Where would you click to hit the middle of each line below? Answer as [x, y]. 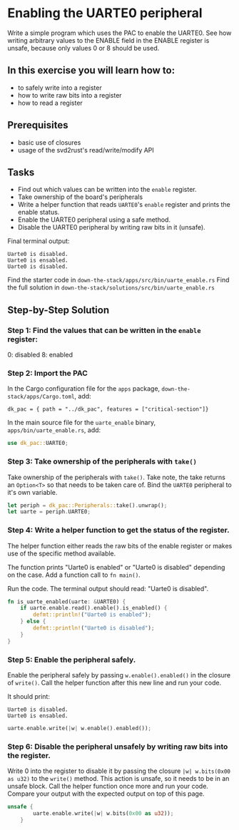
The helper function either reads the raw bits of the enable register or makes [120, 545]
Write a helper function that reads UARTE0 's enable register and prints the [124, 205]
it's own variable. [32, 492]
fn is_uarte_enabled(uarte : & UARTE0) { [67, 601]
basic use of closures [49, 142]
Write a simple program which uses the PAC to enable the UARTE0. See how [119, 33]
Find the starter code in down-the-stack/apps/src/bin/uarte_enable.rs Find [118, 280]
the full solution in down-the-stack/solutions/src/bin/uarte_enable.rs [111, 287]
